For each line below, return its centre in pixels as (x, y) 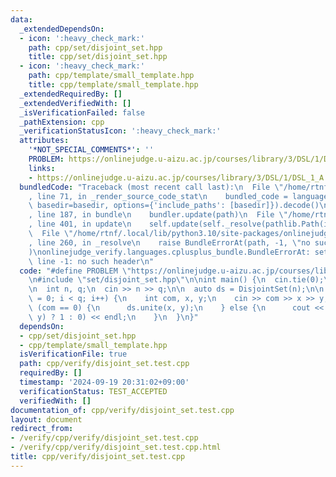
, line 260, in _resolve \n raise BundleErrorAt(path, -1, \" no (169, 242)
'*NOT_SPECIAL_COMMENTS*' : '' (91, 150)
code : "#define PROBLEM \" (75, 271)
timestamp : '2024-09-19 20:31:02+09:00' (104, 382)
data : (21, 19)
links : (42, 168)
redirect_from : (42, 429)
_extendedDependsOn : (62, 29)
